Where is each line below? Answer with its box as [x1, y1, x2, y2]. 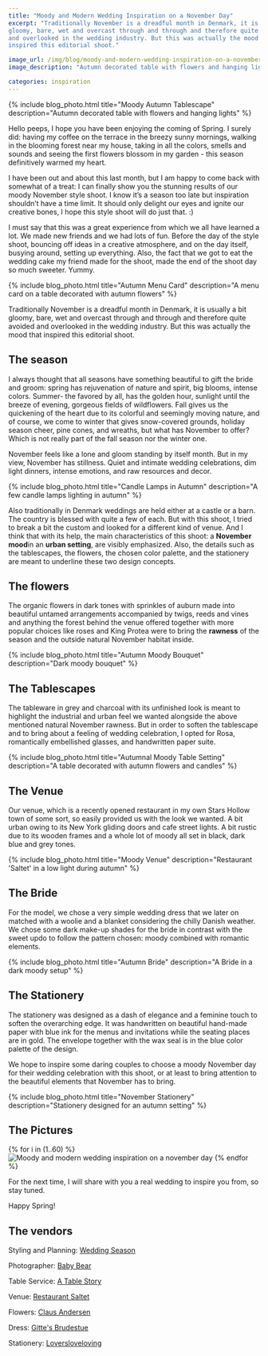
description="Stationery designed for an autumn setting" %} [8, 1100, 207, 1110]
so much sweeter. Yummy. [8, 264, 96, 274]
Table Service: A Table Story [8, 1276, 102, 1286]
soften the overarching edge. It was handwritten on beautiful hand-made [8, 1018, 247, 1028]
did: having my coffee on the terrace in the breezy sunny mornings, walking [8, 132, 257, 141]
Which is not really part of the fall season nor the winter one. [8, 433, 207, 443]
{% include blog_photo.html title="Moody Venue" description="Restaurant [8, 855, 253, 864]
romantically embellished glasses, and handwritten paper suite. [8, 737, 216, 747]
